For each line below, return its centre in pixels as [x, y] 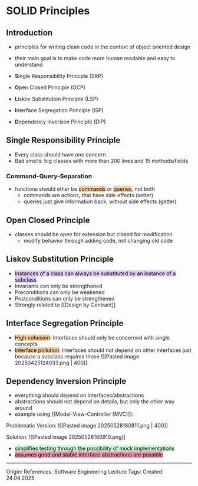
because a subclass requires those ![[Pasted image [77, 356]
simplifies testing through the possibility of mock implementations [95, 449]
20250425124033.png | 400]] [51, 363]
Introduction [29, 33]
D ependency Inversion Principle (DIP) [60, 122]
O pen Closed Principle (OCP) [50, 87]
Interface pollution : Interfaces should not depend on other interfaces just [103, 350]
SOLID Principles [48, 11]
